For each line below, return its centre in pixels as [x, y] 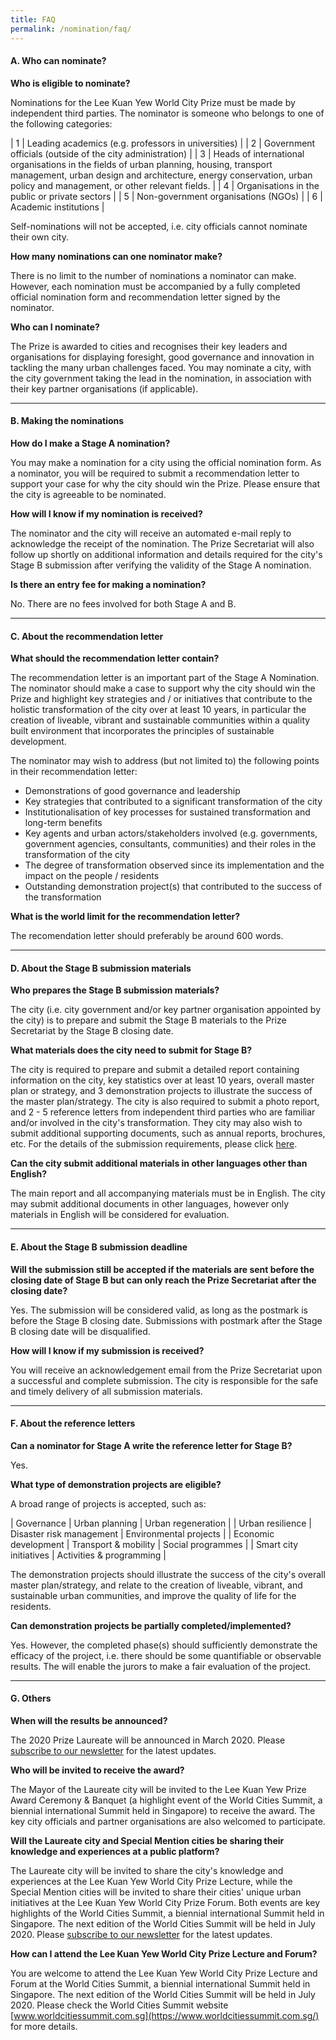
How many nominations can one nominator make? [116, 256]
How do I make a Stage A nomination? [90, 443]
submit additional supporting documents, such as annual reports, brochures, [168, 1133]
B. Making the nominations [67, 421]
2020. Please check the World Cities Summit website [119, 2005]
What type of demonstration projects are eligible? [116, 1484]
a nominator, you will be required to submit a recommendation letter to [155, 473]
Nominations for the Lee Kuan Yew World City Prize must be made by [153, 102]
